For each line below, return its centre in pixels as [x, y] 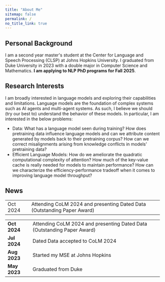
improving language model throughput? [52, 175]
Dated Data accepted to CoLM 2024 [75, 241]
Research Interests [35, 86]
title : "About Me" [24, 10]
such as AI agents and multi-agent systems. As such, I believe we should [79, 108]
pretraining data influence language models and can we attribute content [86, 134]
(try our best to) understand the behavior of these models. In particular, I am [82, 113]
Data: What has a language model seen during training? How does [79, 128]
